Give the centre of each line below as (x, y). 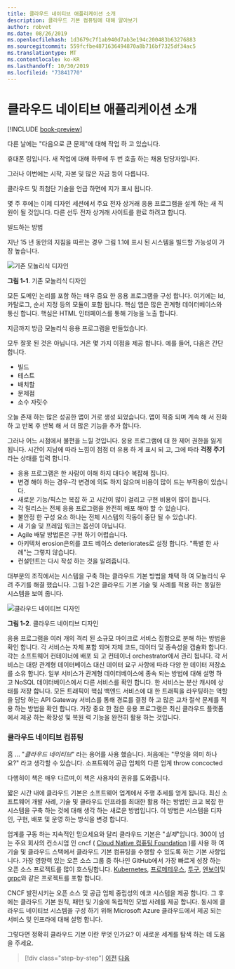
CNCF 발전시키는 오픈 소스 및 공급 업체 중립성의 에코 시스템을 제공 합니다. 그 (112, 892)
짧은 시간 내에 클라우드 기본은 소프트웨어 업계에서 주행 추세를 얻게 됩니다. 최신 (114, 793)
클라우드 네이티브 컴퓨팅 (46, 737)
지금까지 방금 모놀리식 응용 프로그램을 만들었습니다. (78, 328)
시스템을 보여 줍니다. (35, 594)
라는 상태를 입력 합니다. (39, 458)
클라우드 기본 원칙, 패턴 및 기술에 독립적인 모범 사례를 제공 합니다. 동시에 (119, 902)
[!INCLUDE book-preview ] (45, 129)
